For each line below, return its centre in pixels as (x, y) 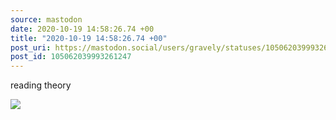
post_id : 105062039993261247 (71, 57)
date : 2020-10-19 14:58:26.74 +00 (82, 29)
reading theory (41, 85)
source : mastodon (46, 19)
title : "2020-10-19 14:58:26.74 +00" (89, 38)
